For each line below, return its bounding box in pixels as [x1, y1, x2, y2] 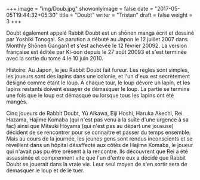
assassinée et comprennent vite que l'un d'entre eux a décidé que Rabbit [6, 154, 186, 161]
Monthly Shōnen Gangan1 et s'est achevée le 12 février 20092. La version [6, 42, 187, 49]
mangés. [6, 98, 28, 105]
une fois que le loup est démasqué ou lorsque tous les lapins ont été [6, 92, 174, 99]
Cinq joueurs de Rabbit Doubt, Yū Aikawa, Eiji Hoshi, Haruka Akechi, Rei [6, 110, 183, 117]
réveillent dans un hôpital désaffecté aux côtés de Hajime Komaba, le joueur [6, 142, 193, 148]
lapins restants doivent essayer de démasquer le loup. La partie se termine [6, 86, 190, 92]
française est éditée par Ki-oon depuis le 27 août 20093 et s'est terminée [6, 48, 187, 56]
